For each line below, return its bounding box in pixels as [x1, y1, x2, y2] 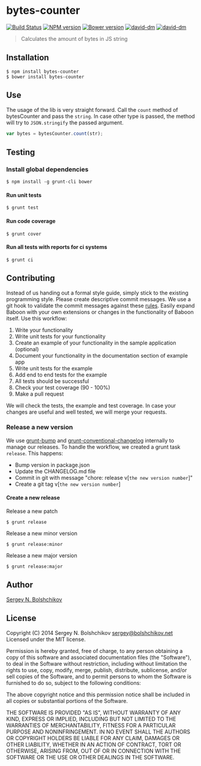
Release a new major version [6, 552, 77, 559]
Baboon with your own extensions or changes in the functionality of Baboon [6, 308, 194, 316]
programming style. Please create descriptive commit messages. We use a [6, 295, 191, 302]
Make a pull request [14, 390, 64, 397]
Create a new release [6, 494, 60, 501]
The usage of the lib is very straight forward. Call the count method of [6, 106, 178, 113]
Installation [6, 52, 49, 63]
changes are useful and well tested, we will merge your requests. [6, 408, 167, 415]
